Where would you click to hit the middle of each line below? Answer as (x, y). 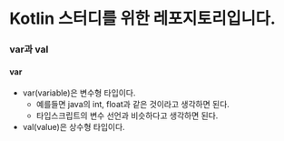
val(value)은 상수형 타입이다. (73, 127)
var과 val (29, 49)
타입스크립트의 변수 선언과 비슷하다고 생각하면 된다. (127, 116)
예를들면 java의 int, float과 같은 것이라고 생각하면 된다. (132, 105)
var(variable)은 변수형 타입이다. (79, 93)
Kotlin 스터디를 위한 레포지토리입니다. (143, 19)
